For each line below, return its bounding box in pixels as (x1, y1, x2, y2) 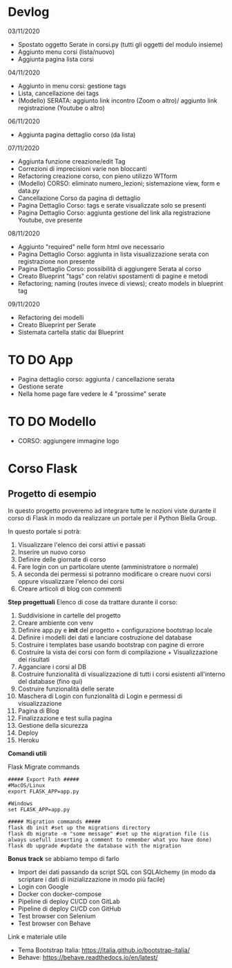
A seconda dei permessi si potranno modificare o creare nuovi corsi (17, 570, 211, 578)
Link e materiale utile (8, 932, 67, 940)
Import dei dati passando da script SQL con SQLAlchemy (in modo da (17, 867, 216, 876)
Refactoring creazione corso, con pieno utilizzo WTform (17, 172, 178, 180)
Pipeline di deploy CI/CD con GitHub (17, 905, 122, 913)
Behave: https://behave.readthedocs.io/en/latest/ (17, 953, 158, 961)
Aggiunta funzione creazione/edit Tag (17, 157, 126, 166)
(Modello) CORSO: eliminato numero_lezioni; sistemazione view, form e (17, 179, 220, 187)
